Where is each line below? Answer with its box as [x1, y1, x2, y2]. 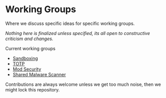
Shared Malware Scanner [12, 71, 66, 77]
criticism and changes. [5, 36, 53, 42]
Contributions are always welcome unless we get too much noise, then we [5, 81, 161, 87]
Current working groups [5, 45, 56, 51]
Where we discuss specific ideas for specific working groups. [5, 20, 135, 26]
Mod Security [12, 66, 42, 72]
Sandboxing [12, 55, 38, 61]
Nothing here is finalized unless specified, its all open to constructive [5, 30, 150, 36]
